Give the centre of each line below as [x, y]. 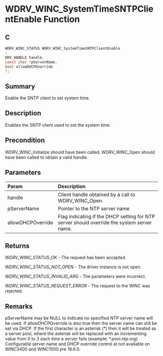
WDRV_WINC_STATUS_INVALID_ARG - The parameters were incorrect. [76, 277]
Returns [17, 246]
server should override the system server [105, 223]
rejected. [14, 291]
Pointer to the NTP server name [94, 208]
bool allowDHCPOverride [29, 67]
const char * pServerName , [31, 62]
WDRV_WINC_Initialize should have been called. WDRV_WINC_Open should [80, 152]
